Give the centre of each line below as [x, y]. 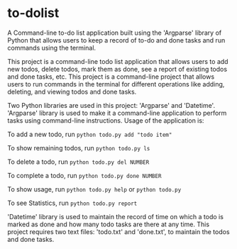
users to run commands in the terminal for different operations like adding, [116, 84]
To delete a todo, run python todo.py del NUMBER [78, 162]
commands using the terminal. [52, 48]
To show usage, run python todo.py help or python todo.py [94, 189]
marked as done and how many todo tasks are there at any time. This [109, 224]
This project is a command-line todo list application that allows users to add [118, 61]
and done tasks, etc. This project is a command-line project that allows [111, 77]
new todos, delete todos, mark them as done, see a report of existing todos [117, 69]
